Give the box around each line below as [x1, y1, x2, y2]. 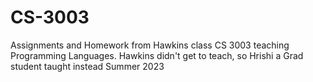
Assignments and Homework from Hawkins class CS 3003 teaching [10, 39, 290, 51]
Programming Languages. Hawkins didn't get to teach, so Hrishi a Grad [10, 49, 304, 61]
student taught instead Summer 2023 [10, 60, 165, 72]
